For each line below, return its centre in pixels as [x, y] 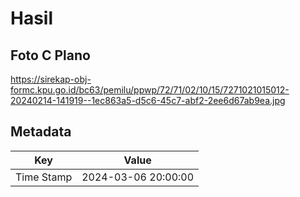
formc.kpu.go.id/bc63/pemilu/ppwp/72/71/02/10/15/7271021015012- [150, 90]
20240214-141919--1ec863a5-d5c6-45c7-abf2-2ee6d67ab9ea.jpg [148, 100]
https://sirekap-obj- [51, 79]
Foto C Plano [50, 55]
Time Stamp [44, 177]
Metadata [41, 132]
